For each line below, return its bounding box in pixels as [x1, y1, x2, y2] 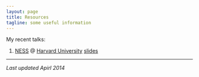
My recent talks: [6, 36, 46, 43]
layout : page [6, 8, 38, 15]
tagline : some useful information [6, 20, 92, 25]
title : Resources [6, 14, 49, 20]
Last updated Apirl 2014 [6, 65, 65, 72]
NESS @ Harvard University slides [14, 47, 98, 54]
